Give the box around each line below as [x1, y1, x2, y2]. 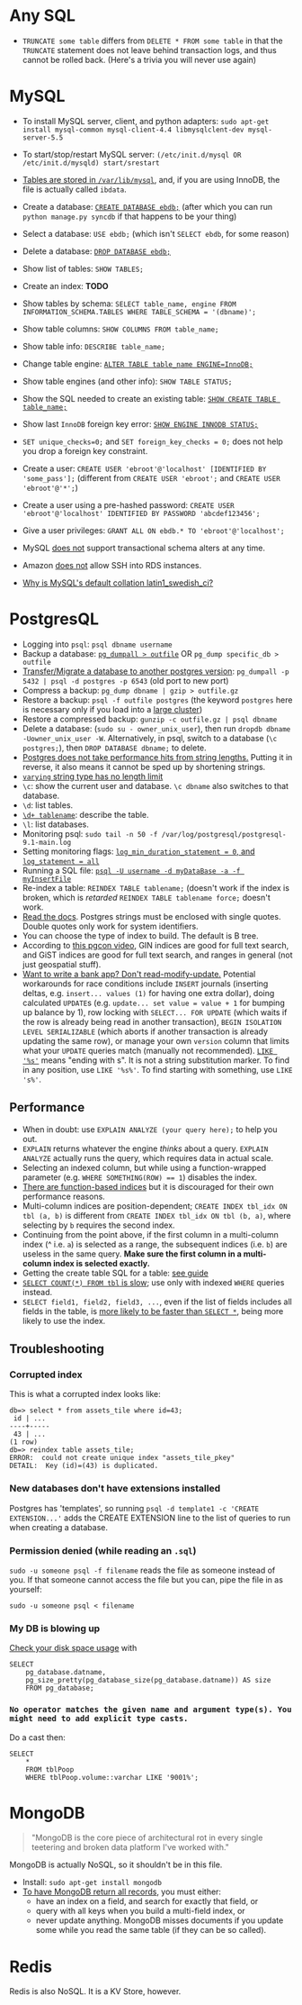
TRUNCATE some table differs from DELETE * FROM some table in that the [22, 35, 283, 46]
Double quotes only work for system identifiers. [22, 921, 200, 931]
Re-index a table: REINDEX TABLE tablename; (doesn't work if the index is [22, 882, 290, 893]
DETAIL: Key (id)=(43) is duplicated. [9, 1461, 159, 1471]
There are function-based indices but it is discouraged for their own [22, 1181, 274, 1192]
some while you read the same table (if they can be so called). [35, 1925, 267, 1936]
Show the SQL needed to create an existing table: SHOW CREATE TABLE [22, 393, 277, 404]
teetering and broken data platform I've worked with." [31, 1842, 229, 1853]
